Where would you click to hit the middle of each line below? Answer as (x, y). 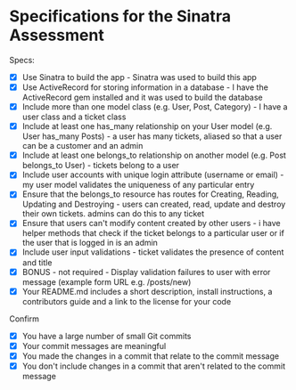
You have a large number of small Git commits (107, 336)
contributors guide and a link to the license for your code (127, 301)
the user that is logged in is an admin (90, 243)
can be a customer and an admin (82, 146)
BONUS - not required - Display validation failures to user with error (146, 272)
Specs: (22, 60)
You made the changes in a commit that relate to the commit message (150, 356)
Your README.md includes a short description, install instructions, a (147, 291)
